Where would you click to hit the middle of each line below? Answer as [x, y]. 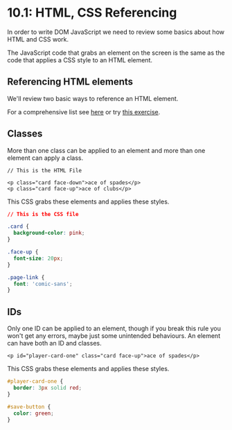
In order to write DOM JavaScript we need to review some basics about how [116, 32]
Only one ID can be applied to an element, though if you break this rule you [114, 329]
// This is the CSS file [43, 214]
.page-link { [26, 277]
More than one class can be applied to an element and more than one [106, 150]
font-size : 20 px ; [38, 258]
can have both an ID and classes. [54, 343]
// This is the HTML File [44, 170]
